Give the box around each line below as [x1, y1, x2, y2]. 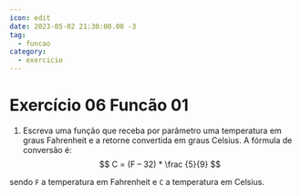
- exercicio [17, 56, 64, 65]
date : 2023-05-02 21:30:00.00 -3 [9, 22, 137, 31]
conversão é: [22, 144, 73, 155]
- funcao [17, 38, 51, 48]
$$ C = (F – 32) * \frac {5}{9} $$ [99, 159, 222, 170]
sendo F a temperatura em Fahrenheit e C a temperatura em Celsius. [9, 176, 265, 187]
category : [9, 47, 47, 57]
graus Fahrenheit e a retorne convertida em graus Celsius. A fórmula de [22, 134, 293, 146]
